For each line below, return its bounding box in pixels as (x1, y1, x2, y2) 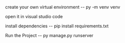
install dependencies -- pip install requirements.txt (5, 23, 109, 29)
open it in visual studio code (5, 14, 63, 19)
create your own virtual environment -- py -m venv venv (5, 4, 121, 10)
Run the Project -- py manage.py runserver (5, 33, 94, 38)
